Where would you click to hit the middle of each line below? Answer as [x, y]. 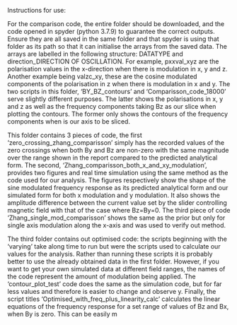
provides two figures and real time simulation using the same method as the [118, 173]
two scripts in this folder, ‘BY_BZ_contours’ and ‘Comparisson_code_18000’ [117, 91]
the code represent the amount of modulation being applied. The [102, 276]
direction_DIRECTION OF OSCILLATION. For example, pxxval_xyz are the [113, 61]
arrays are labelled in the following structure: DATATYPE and [95, 54]
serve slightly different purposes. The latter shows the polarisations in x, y [115, 99]
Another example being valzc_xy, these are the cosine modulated [102, 76]
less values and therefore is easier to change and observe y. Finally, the [112, 291]
